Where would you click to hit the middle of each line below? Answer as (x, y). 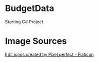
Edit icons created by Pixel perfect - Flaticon (49, 54)
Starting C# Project (24, 22)
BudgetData (30, 8)
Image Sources (36, 41)
